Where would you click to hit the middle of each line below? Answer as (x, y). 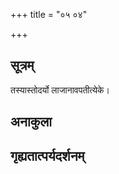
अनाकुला (31, 122)
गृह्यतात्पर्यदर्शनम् (47, 155)
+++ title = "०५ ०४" (49, 14)
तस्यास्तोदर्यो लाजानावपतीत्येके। (60, 90)
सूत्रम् (22, 65)
